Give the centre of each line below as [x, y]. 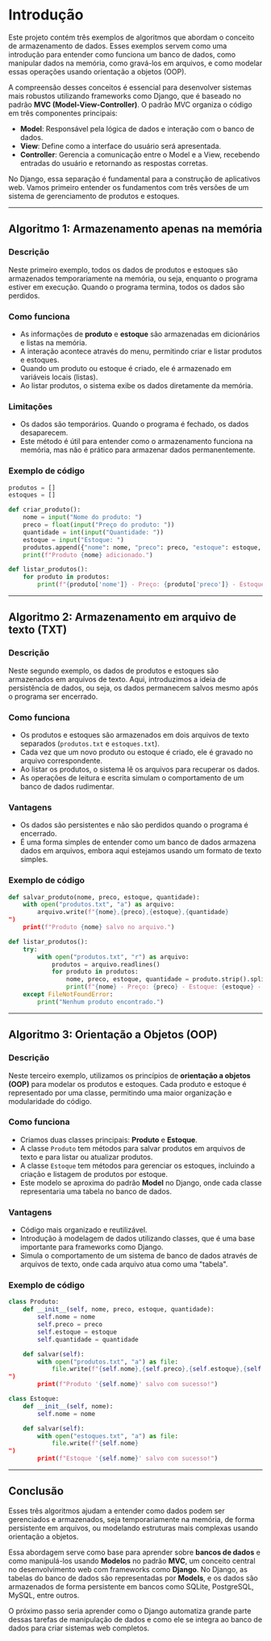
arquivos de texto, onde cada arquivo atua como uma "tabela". [124, 1264]
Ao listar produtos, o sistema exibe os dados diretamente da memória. [136, 385]
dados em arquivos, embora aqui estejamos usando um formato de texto [141, 851]
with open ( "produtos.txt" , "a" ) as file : [108, 1362]
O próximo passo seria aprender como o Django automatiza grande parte [130, 1610]
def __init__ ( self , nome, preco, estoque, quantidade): [119, 1309]
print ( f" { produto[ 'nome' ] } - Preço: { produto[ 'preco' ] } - [137, 585]
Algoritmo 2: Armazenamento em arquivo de [122, 617]
